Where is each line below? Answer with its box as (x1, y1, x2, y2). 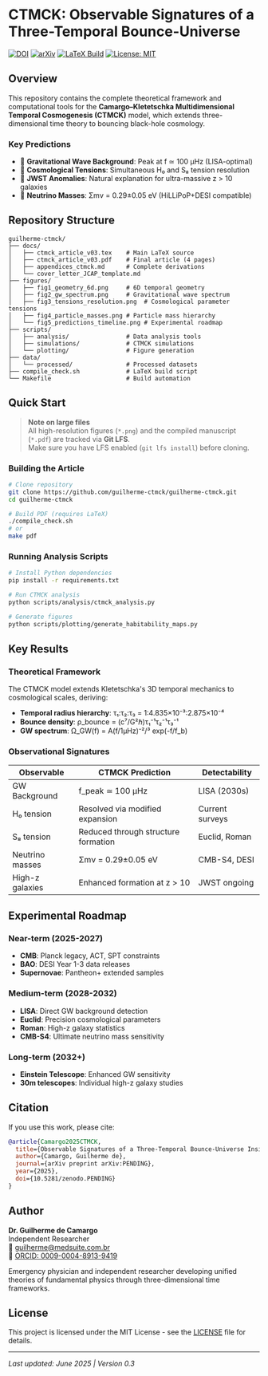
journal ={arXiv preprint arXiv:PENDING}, (15, 1160, 156, 1168)
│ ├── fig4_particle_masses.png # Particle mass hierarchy (8, 311, 216, 320)
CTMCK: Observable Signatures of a (8, 6, 254, 24)
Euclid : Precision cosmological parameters (19, 1015, 161, 1024)
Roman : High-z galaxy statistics (19, 1023, 125, 1032)
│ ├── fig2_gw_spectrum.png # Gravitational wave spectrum (8, 290, 230, 298)
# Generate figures (8, 613, 73, 621)
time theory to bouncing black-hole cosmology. (49, 118, 206, 128)
